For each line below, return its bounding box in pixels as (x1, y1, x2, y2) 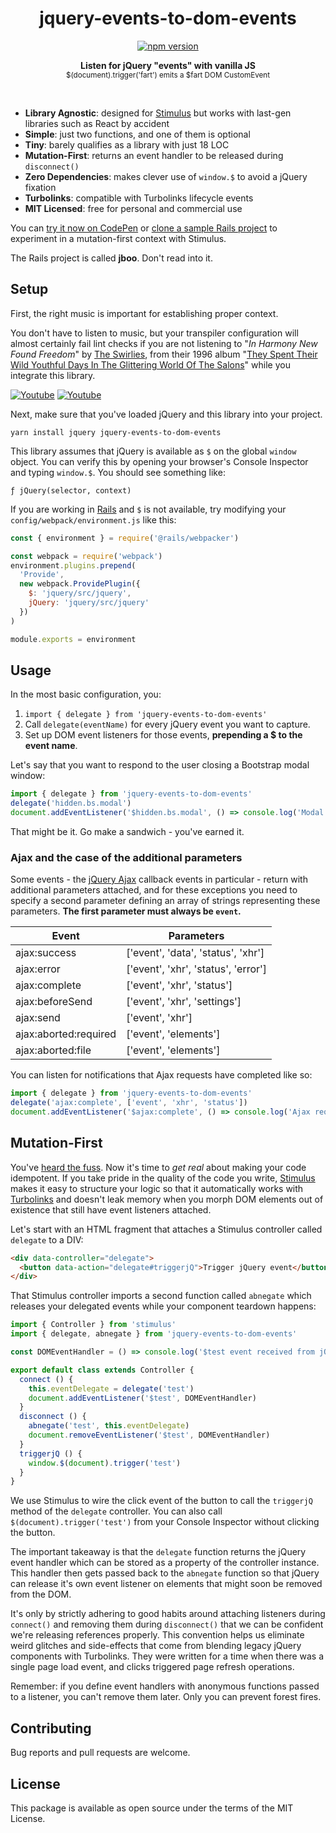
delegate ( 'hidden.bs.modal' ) (10, 798, 132, 809)
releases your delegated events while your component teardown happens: (10, 1300, 317, 1312)
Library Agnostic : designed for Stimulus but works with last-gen (24, 107, 292, 119)
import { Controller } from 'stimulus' (10, 1320, 177, 1330)
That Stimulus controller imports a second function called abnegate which (10, 1290, 312, 1302)
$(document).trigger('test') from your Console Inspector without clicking (10, 1516, 320, 1528)
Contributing (10, 1720, 92, 1737)
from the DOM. (10, 1588, 72, 1601)
